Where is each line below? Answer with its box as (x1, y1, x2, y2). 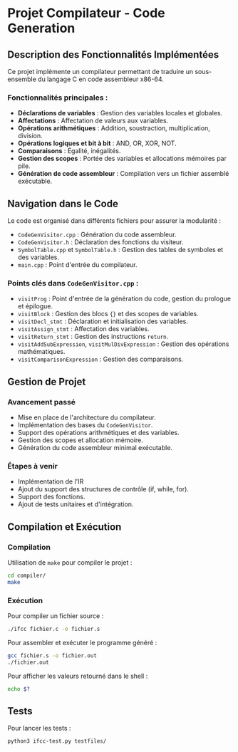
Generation (7, 20, 76, 36)
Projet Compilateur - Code (7, 5, 165, 21)
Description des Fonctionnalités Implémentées (7, 48, 219, 61)
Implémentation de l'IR (17, 477, 84, 486)
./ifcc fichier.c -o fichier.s (7, 625, 100, 633)
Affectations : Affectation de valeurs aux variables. (17, 116, 169, 125)
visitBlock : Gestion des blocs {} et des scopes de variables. (17, 310, 200, 318)
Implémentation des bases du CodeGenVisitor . (17, 421, 153, 429)
